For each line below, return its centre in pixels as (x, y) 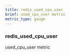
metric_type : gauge (25, 19)
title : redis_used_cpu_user (34, 10)
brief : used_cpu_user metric (35, 14)
